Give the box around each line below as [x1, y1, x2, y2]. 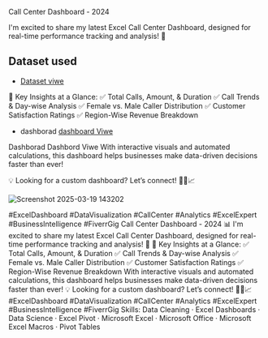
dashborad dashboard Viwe [19, 126, 114, 136]
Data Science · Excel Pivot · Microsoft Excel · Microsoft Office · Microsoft [8, 313, 252, 323]
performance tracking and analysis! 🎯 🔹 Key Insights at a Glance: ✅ [24, 239, 249, 249]
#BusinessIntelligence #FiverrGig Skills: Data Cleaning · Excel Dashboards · [8, 304, 261, 314]
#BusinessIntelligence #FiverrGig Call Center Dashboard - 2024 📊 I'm [8, 219, 244, 229]
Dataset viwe [19, 76, 64, 86]
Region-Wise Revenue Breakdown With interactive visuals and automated [8, 267, 254, 276]
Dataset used [8, 54, 77, 68]
